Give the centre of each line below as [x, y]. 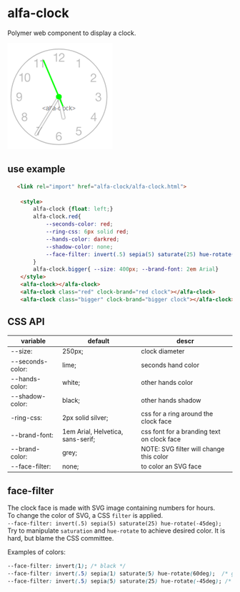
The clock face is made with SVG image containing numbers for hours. [111, 508]
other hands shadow [171, 400]
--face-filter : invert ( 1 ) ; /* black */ [67, 566]
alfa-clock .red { [57, 217]
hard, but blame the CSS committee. [61, 538]
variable [34, 341]
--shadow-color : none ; [79, 247]
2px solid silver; [85, 417]
